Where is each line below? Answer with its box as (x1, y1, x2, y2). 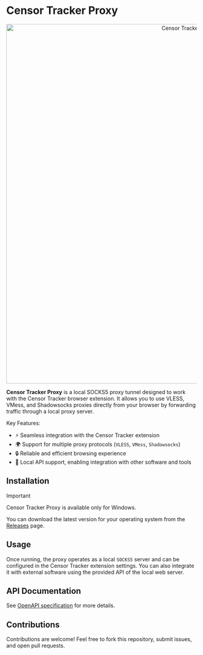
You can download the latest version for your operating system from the (6, 515, 185, 522)
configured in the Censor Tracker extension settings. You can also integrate (6, 562, 195, 569)
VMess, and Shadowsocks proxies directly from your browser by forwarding (6, 401, 196, 409)
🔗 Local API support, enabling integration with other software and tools (14, 458, 192, 466)
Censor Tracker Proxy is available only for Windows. (6, 504, 137, 511)
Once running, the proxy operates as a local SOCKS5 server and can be (6, 555, 180, 563)
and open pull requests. (6, 642, 65, 650)
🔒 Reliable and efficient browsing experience (14, 449, 126, 457)
